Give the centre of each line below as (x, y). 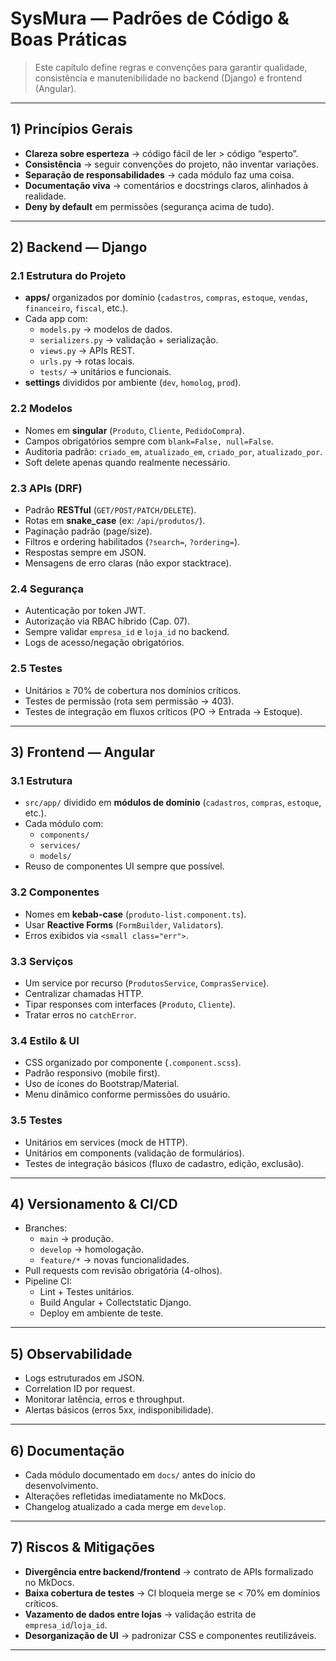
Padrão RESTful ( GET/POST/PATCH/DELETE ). (110, 510)
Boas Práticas (69, 39)
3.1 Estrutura (41, 780)
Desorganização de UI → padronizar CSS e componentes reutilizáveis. (170, 1635)
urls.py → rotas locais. (87, 361)
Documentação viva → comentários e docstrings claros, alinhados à (166, 185)
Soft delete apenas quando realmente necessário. (127, 462)
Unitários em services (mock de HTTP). (106, 1142)
